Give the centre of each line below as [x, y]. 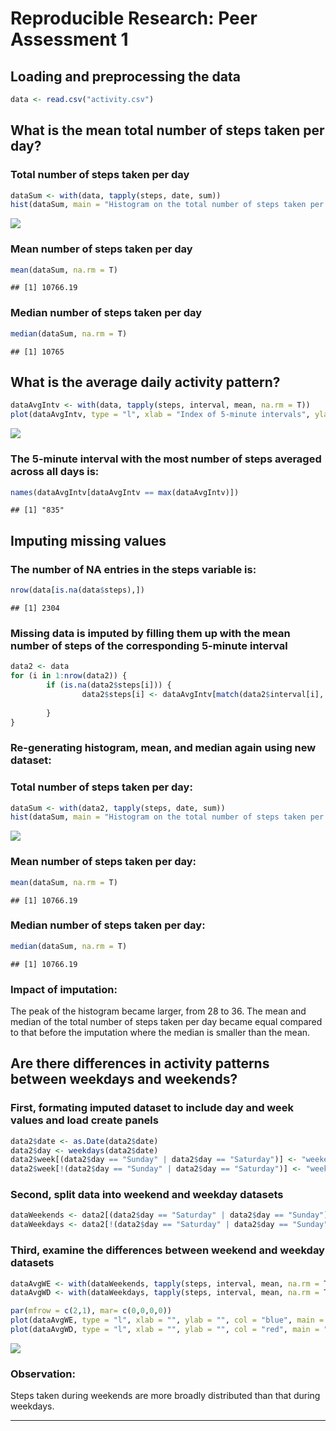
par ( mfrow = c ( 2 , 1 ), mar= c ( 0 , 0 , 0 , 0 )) [91, 1311]
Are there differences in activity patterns [140, 1063]
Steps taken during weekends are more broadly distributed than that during [165, 1396]
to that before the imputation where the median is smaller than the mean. [160, 1032]
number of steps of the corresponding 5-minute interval [149, 645]
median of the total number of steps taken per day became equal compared [166, 1021]
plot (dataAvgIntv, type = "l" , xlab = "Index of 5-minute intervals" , [160, 415]
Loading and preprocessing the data [125, 76]
